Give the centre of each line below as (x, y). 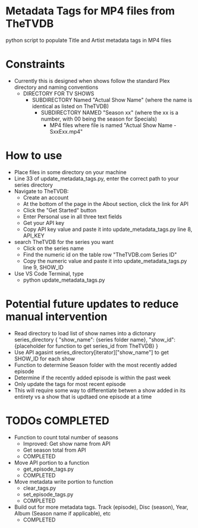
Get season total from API (55, 450)
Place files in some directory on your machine (70, 172)
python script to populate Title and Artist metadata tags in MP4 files (89, 40)
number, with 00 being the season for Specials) (99, 119)
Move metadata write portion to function (64, 481)
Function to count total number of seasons (66, 437)
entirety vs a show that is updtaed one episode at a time (83, 396)
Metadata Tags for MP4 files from (90, 11)
